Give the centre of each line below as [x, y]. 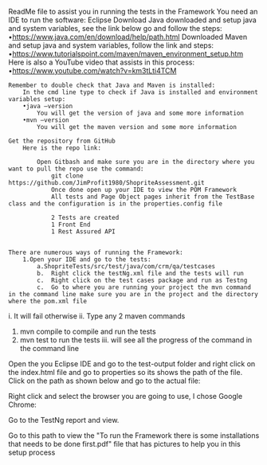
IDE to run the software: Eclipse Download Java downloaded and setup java [132, 20]
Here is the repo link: [62, 148]
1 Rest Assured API [83, 232]
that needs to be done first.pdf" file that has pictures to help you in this [124, 444]
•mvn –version [46, 120]
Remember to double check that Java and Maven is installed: [112, 85]
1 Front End [71, 225]
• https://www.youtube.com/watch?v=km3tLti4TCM [92, 70]
